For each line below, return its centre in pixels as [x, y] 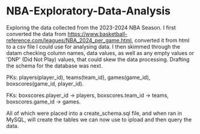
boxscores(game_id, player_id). [45, 83]
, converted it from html [160, 40]
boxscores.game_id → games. [44, 101]
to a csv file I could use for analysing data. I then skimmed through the [93, 47]
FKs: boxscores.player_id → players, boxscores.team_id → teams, [88, 95]
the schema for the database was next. [55, 66]
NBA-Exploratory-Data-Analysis [89, 11]
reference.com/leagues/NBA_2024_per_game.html [69, 40]
